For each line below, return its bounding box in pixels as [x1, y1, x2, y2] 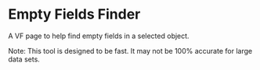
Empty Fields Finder [8, 5, 141, 23]
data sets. [8, 54, 41, 64]
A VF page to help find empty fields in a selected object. [8, 31, 190, 40]
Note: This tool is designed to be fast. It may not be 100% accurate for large [8, 46, 253, 55]
